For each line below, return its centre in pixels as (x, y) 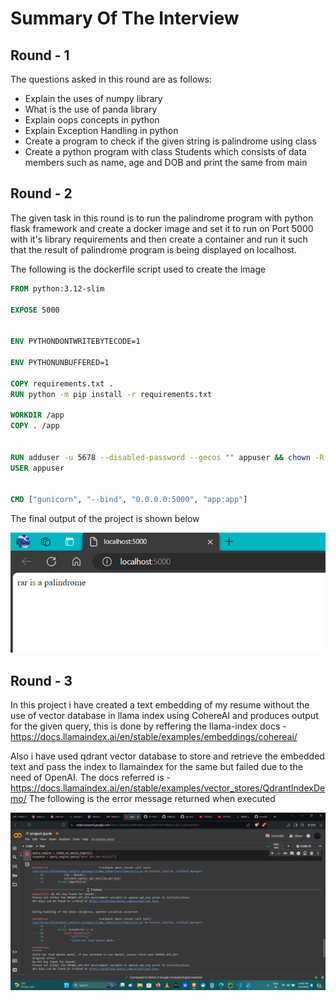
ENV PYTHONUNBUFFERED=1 (60, 362)
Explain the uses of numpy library (93, 98)
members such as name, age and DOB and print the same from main (166, 162)
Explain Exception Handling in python (101, 130)
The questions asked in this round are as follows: (111, 79)
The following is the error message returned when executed (152, 798)
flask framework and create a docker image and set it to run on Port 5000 (162, 228)
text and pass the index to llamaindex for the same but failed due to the (156, 766)
